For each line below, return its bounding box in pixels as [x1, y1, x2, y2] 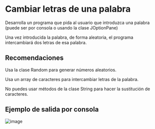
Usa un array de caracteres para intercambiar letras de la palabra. [5, 76, 139, 82]
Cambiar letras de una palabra [5, 3, 131, 15]
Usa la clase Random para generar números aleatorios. [5, 67, 117, 73]
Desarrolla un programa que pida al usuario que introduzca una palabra [5, 20, 150, 26]
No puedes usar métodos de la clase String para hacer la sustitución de [5, 86, 150, 92]
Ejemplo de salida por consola [5, 105, 99, 114]
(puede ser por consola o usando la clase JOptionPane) [5, 25, 118, 30]
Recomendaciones [5, 54, 64, 62]
